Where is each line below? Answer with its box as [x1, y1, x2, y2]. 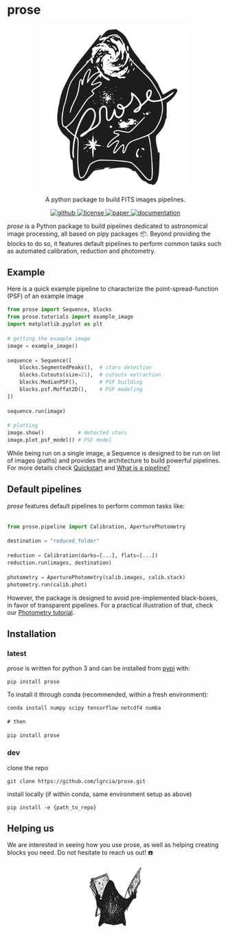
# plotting [7, 422, 38, 429]
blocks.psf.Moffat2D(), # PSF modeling [19, 386, 143, 393]
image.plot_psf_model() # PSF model [7, 437, 112, 444]
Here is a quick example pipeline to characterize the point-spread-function [7, 284, 218, 293]
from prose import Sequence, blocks [7, 306, 112, 313]
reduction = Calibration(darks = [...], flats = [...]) [7, 552, 158, 559]
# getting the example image [7, 335, 91, 342]
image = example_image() [7, 342, 78, 349]
